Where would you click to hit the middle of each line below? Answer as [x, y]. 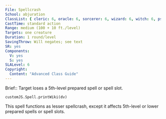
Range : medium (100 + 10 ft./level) [43, 28]
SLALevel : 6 [17, 65]
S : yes [16, 60]
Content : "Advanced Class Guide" [44, 74]
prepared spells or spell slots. [35, 111]
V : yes [16, 56]
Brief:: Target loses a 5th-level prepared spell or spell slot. [64, 88]
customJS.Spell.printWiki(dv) [36, 97]
